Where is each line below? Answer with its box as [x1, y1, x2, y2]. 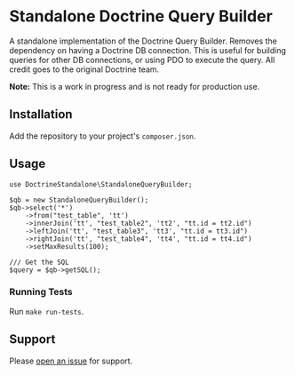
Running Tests [9, 286, 73, 299]
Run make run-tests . [9, 306, 84, 316]
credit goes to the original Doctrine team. [9, 64, 160, 75]
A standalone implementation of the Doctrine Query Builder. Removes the [9, 36, 277, 46]
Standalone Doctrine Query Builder [9, 6, 273, 27]
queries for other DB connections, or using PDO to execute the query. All [9, 54, 275, 65]
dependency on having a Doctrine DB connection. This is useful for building [9, 44, 287, 55]
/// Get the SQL [9, 258, 69, 267]
